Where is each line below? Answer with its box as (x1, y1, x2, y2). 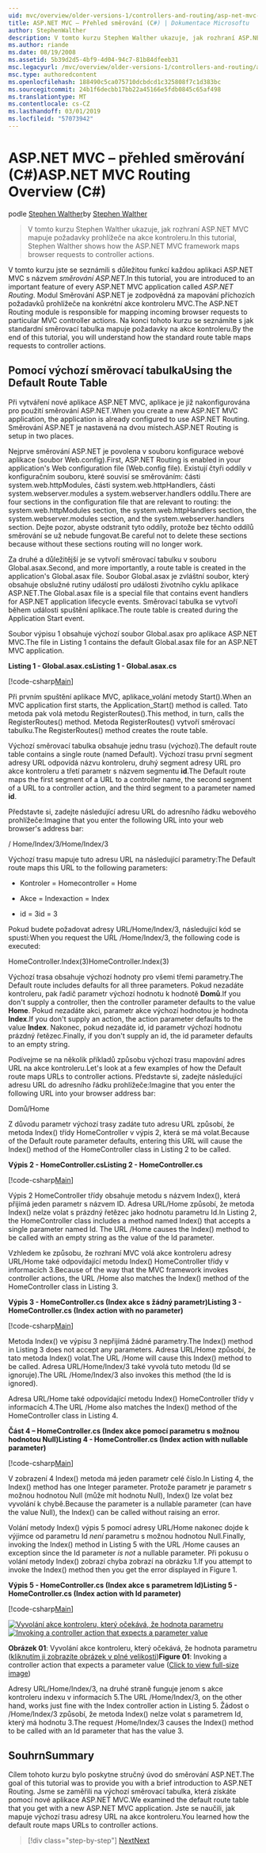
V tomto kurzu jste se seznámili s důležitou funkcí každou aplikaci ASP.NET (8, 265, 253, 274)
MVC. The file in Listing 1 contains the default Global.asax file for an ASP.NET (8, 637, 258, 646)
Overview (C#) (8, 183, 107, 201)
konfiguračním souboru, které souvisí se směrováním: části (8, 471, 200, 481)
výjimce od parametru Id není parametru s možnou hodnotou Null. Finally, (8, 1531, 246, 1540)
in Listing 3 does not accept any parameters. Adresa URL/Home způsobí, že (8, 1345, 256, 1354)
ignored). (8, 1378, 38, 1388)
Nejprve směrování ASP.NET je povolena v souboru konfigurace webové (8, 446, 244, 456)
